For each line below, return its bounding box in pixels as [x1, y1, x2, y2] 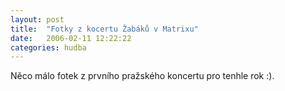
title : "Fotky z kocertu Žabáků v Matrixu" [10, 24, 199, 34]
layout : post [10, 14, 65, 25]
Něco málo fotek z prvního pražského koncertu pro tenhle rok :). [10, 70, 275, 82]
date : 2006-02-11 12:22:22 [10, 33, 132, 43]
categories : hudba [10, 42, 87, 53]
